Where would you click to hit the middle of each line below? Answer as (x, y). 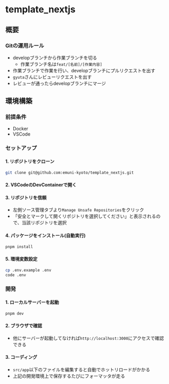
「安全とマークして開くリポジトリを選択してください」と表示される (84, 216)
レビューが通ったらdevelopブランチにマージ (59, 83)
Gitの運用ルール (25, 46)
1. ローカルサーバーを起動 (32, 302)
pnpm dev (15, 313)
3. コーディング (21, 357)
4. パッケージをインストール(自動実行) (46, 235)
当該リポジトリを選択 (44, 223)
